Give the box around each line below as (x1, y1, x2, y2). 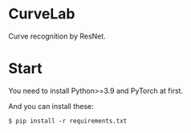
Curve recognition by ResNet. (8, 31, 106, 41)
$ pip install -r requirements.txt (8, 117, 128, 125)
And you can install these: (8, 101, 94, 111)
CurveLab (8, 5, 75, 23)
